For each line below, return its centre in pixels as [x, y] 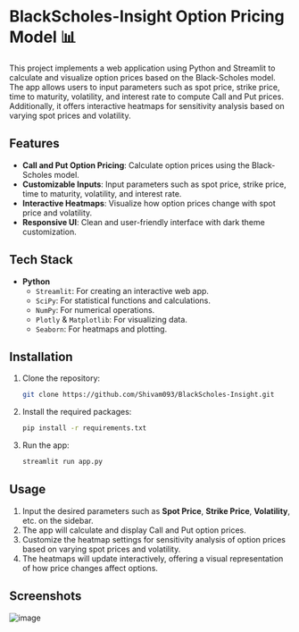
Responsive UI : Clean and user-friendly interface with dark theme [143, 222]
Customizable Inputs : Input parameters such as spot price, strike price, [154, 184]
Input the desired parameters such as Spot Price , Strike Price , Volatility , [156, 510]
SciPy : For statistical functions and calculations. [123, 300]
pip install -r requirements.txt [84, 428]
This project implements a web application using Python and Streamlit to [142, 68]
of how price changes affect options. [90, 568]
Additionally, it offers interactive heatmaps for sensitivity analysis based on [147, 105]
